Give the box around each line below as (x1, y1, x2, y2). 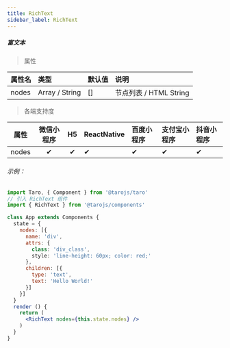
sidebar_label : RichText (7, 16, 78, 23)
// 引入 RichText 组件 (7, 195, 68, 202)
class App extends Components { (7, 214, 99, 221)
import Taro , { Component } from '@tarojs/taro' (7, 189, 149, 196)
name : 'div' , (25, 233, 63, 240)
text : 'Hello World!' (31, 278, 94, 285)
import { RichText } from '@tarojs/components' (7, 201, 146, 209)
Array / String (38, 88, 81, 97)
